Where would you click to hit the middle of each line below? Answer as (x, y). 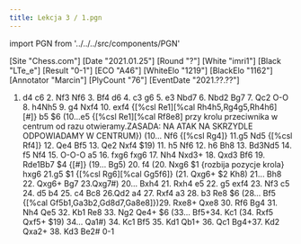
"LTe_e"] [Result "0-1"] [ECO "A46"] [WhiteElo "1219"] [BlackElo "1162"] (141, 70)
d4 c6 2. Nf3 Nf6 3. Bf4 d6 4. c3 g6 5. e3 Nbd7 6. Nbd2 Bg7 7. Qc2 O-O (155, 97)
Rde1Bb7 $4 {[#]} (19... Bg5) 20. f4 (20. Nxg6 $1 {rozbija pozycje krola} (153, 164)
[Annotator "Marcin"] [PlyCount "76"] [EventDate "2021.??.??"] (124, 80)
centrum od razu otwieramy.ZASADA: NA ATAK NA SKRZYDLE (137, 126)
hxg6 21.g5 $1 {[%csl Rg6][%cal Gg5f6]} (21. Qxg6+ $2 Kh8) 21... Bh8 (152, 174)
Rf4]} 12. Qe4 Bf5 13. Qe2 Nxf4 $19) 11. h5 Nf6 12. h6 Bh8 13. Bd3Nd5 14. (157, 145)
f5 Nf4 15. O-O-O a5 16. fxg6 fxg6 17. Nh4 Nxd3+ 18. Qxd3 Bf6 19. (144, 155)
